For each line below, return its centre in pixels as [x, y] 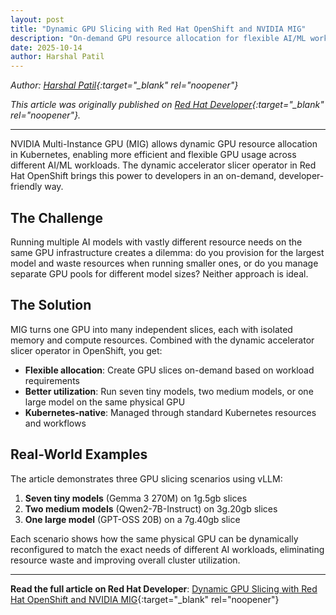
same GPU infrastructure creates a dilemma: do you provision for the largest [167, 252]
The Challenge [57, 217]
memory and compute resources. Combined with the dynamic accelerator [162, 340]
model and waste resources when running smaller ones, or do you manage [164, 263]
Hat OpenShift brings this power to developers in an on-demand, [143, 176]
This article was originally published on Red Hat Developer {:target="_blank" [167, 105]
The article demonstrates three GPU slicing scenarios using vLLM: [146, 478]
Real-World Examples [79, 454]
